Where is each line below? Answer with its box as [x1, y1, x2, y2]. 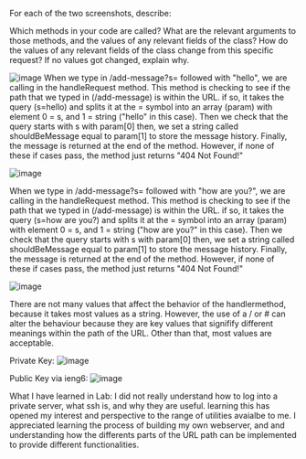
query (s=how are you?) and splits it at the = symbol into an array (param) [9, 215, 288, 225]
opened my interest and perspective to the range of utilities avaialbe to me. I [9, 411, 297, 421]
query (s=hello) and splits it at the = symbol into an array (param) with [9, 101, 273, 112]
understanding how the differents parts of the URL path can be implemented [9, 430, 297, 440]
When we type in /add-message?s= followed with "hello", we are [44, 72, 288, 83]
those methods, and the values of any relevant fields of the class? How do [9, 36, 289, 46]
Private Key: [9, 356, 55, 366]
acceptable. [9, 337, 55, 348]
